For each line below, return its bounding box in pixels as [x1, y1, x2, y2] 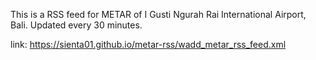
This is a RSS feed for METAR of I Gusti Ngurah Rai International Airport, [10, 9, 307, 20]
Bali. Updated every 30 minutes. [10, 19, 143, 31]
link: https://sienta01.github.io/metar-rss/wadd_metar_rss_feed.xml [10, 39, 287, 50]
